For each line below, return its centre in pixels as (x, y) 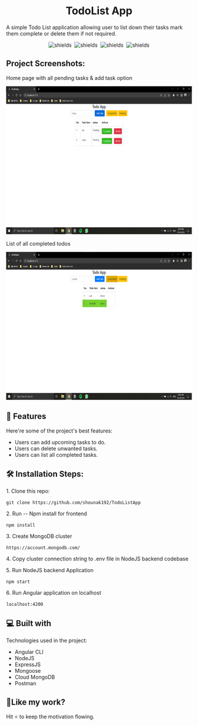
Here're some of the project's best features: (60, 431)
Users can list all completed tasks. (56, 454)
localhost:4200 (25, 605)
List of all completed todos (38, 243)
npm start (18, 582)
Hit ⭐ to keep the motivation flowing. (50, 717)
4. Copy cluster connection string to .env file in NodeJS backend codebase (97, 559)
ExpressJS (28, 664)
